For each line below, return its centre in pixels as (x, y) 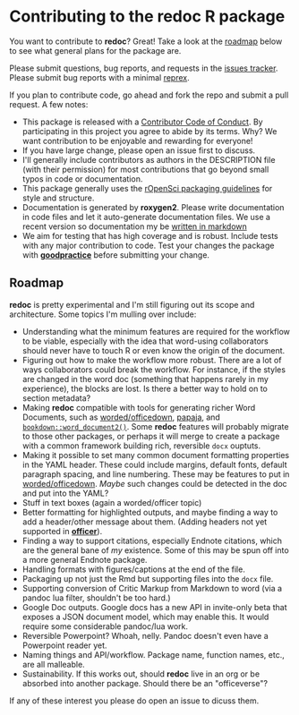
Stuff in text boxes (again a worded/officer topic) (112, 502)
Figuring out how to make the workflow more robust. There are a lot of (152, 360)
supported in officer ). (62, 531)
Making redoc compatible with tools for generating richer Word (139, 407)
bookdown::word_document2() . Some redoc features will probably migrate (155, 426)
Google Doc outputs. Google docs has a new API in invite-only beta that (154, 607)
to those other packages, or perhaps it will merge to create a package (151, 436)
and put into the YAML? (65, 493)
